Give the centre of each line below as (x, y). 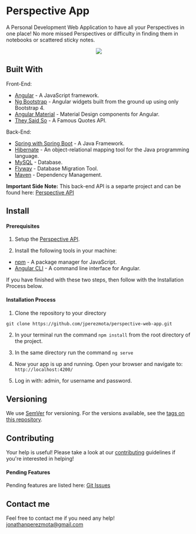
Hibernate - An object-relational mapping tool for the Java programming (102, 150)
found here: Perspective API (40, 192)
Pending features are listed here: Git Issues (58, 486)
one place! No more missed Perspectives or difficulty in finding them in (92, 33)
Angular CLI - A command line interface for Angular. (78, 268)
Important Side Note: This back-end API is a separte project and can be (94, 186)
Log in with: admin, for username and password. (73, 380)
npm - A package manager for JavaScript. (66, 262)
